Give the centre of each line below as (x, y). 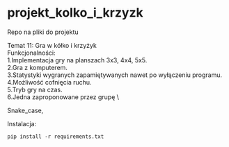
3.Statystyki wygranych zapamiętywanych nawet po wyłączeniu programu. (115, 75)
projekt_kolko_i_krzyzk (76, 13)
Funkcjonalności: (31, 53)
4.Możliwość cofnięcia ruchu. (49, 82)
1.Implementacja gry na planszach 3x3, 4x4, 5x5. (77, 60)
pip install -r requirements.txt (56, 137)
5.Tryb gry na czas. (35, 89)
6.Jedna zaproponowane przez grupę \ (63, 97)
